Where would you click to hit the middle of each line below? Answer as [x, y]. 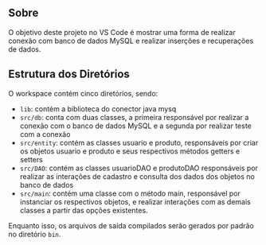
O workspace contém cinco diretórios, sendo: [83, 93]
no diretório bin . [35, 234]
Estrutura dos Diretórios [69, 74]
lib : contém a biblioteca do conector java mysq [98, 109]
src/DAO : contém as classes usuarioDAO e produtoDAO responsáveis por [139, 168]
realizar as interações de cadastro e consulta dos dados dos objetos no [137, 176]
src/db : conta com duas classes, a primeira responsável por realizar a [134, 117]
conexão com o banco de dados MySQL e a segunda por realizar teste [136, 126]
